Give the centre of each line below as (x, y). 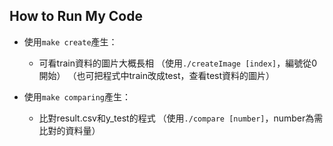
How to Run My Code (76, 16)
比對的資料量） (69, 130)
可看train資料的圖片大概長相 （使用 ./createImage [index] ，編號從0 (178, 63)
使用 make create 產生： (70, 41)
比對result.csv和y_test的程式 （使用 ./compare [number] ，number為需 (181, 118)
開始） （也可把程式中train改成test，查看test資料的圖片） (157, 75)
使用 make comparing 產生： (77, 96)
